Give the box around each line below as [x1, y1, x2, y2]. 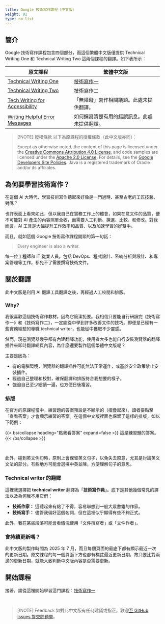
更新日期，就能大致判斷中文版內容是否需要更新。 [13, 558, 113, 564]
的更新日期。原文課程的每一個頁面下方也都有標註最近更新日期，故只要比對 [5, 552, 156, 557]
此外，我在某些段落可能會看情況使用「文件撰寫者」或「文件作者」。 [5, 520, 141, 526]
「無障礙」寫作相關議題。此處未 [74, 97, 148, 104]
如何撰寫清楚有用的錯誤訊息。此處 [74, 113, 153, 120]
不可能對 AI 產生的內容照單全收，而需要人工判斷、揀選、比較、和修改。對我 [5, 217, 158, 222]
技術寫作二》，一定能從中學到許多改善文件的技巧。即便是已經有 [26, 320, 154, 326]
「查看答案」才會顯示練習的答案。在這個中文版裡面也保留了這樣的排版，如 [5, 413, 156, 419]
